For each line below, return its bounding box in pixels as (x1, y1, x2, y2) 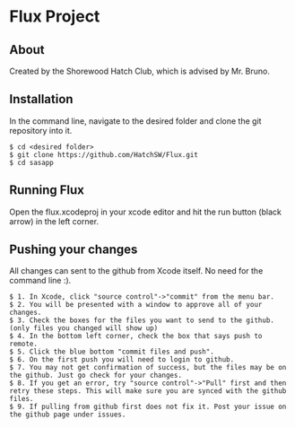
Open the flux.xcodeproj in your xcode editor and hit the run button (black (9, 206, 282, 217)
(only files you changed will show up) (9, 324, 159, 333)
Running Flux (9, 182, 85, 198)
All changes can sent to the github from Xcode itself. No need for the (9, 266, 264, 276)
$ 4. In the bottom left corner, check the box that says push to (9, 332, 263, 341)
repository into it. (9, 125, 73, 135)
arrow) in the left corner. (9, 215, 100, 226)
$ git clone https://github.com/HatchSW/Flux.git (9, 150, 199, 159)
